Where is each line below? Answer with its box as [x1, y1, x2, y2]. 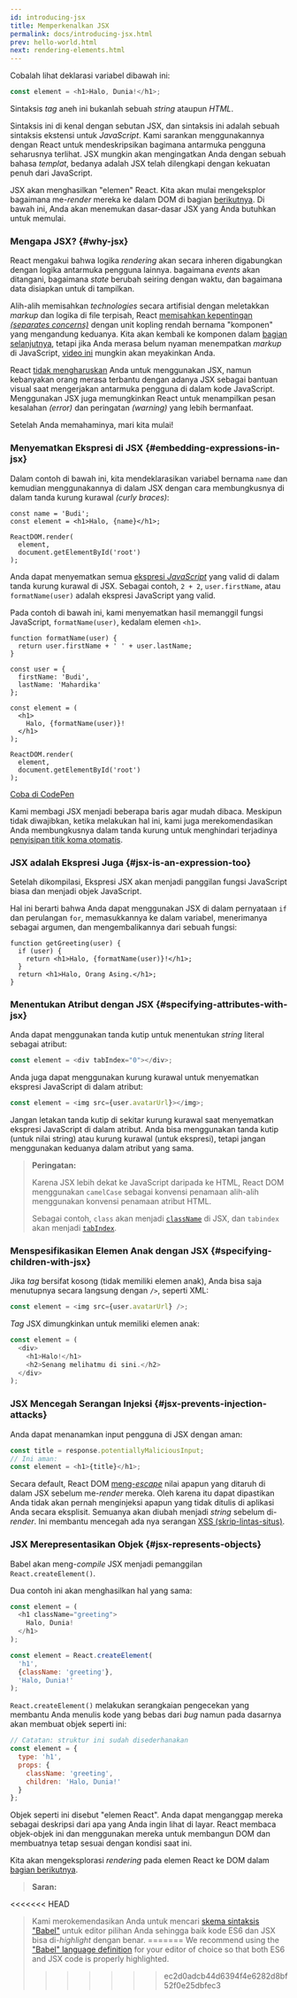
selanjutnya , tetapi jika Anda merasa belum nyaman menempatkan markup [10, 338, 282, 349]
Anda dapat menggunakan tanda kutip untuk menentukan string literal [10, 1030, 264, 1040]
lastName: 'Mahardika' [18, 680, 102, 689]
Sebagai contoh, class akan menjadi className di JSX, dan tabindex [31, 1213, 279, 1224]
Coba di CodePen [10, 789, 74, 799]
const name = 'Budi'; [10, 509, 90, 518]
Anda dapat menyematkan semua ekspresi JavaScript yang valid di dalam [10, 571, 279, 581]
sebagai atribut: [10, 1038, 67, 1050]
